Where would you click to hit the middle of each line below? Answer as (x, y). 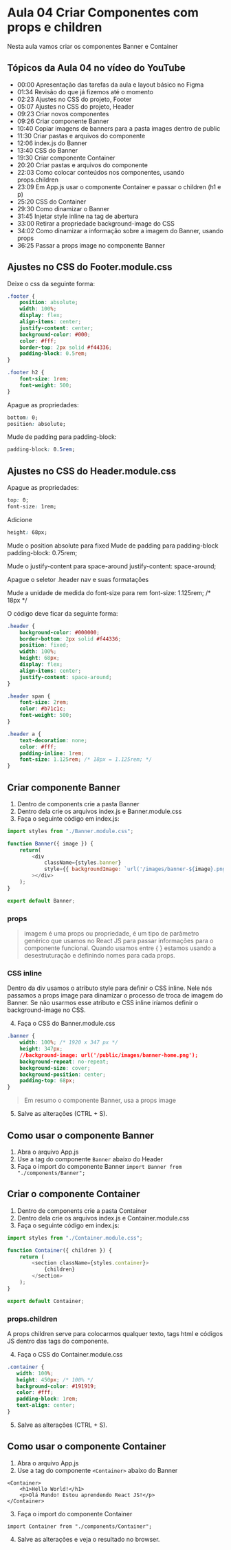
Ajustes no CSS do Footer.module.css (90, 267)
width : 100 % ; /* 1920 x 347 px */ (69, 1043)
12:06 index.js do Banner (52, 143)
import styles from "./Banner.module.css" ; (70, 831)
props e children (55, 27)
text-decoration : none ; (54, 740)
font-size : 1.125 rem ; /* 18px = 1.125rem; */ (86, 760)
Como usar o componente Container (87, 1446)
